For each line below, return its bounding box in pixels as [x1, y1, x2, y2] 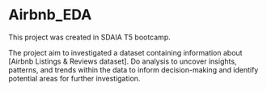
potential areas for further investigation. [8, 73, 141, 83]
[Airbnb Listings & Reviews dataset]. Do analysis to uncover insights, [8, 56, 237, 66]
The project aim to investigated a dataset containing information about [8, 48, 243, 57]
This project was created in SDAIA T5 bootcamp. [8, 32, 172, 42]
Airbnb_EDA [8, 6, 92, 24]
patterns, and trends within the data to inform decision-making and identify [8, 64, 259, 74]
